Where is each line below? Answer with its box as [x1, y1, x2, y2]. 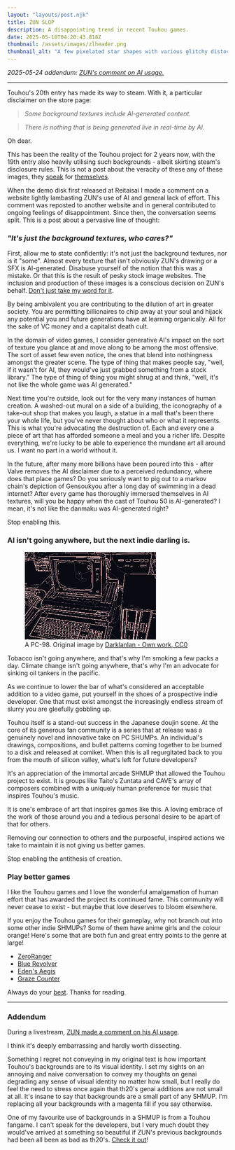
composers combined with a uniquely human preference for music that [7, 784, 212, 792]
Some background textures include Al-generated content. [24, 109, 191, 118]
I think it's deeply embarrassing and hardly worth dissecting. [7, 1041, 182, 1050]
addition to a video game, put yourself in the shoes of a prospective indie [7, 690, 218, 698]
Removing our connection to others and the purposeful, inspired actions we [7, 833, 225, 842]
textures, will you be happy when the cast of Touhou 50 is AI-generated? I [7, 497, 220, 506]
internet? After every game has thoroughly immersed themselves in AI [7, 490, 209, 498]
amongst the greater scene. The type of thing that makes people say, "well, [7, 358, 225, 367]
